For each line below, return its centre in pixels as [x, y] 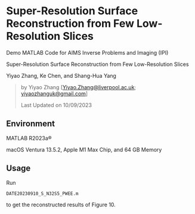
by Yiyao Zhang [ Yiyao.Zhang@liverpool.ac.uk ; [78, 87]
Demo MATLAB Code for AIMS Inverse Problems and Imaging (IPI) [87, 52]
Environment [31, 124]
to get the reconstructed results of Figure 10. [61, 204]
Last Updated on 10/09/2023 [56, 105]
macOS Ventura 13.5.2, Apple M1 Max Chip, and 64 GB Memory [84, 149]
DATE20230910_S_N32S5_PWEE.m [42, 193]
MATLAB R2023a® [29, 138]
